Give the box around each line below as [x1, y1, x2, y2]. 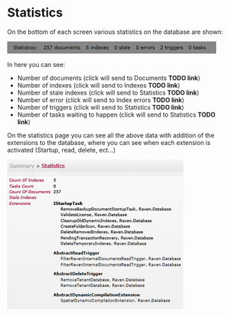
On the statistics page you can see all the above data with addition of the [7, 131, 215, 139]
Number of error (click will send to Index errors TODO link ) [17, 95, 184, 104]
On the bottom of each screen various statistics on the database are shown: [7, 28, 223, 36]
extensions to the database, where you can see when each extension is [7, 138, 211, 146]
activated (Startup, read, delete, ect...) [7, 146, 116, 154]
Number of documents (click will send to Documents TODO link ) [17, 74, 200, 82]
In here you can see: [7, 60, 66, 68]
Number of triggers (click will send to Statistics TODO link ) [17, 103, 184, 111]
